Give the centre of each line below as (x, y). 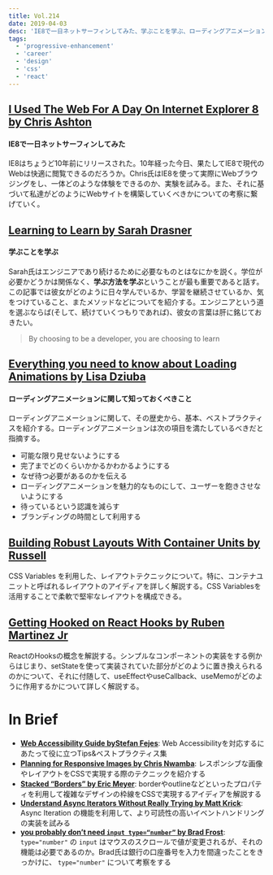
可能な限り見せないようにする (70, 455)
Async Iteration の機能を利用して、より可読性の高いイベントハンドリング (142, 812)
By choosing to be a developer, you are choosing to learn (124, 338)
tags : (17, 39)
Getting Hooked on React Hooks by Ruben (117, 623)
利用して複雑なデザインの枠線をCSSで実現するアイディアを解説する (148, 794)
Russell (28, 555)
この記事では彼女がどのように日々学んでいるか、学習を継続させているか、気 (136, 292)
